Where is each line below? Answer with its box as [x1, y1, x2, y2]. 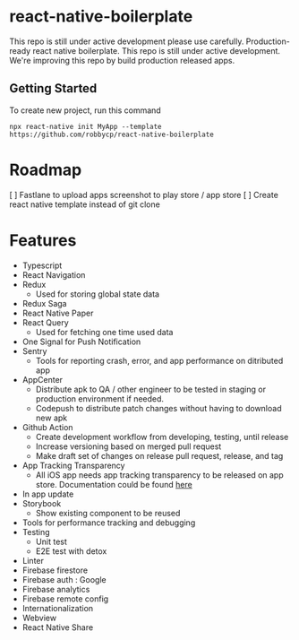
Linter [21, 555, 45, 566]
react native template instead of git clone [9, 199, 161, 210]
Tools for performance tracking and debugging [21, 517, 196, 528]
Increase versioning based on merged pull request [35, 441, 222, 452]
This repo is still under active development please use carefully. [9, 36, 244, 47]
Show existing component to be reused [35, 507, 181, 518]
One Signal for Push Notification [21, 336, 141, 347]
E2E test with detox [35, 545, 107, 557]
